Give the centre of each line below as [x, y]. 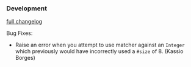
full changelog [24, 22]
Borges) [25, 58]
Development [27, 8]
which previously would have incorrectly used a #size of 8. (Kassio [99, 51]
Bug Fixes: [20, 33]
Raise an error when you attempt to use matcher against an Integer [100, 45]
